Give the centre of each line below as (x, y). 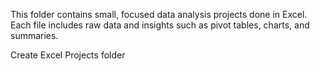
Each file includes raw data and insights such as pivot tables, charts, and (160, 25)
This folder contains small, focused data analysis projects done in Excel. (159, 14)
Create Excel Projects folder (68, 55)
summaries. (34, 35)
